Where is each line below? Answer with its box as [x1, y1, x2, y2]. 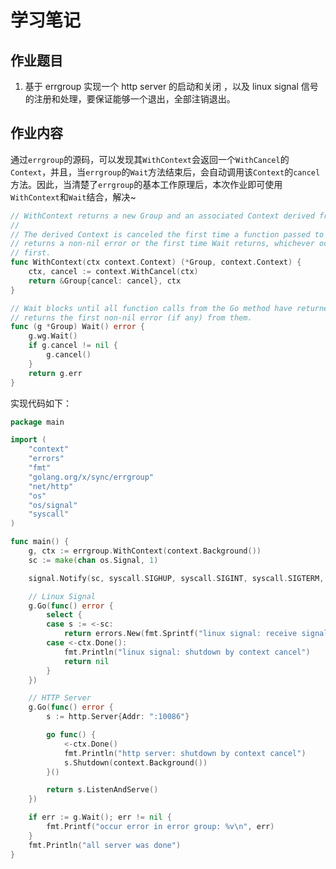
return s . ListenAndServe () [46, 785, 159, 795]
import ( [10, 435, 47, 445]
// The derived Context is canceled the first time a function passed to [10, 229, 325, 240]
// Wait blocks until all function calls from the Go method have [10, 303, 293, 313]
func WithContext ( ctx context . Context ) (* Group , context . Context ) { [10, 257, 302, 268]
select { [46, 610, 83, 620]
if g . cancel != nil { [28, 341, 118, 351]
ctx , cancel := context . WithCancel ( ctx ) [28, 267, 199, 277]
